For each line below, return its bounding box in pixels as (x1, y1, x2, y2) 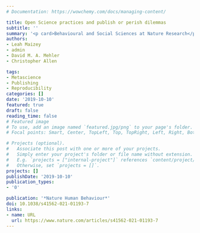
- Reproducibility (6, 86, 52, 92)
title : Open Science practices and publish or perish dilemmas (6, 19, 167, 26)
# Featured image (6, 118, 49, 125)
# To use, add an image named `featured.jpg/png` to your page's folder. (6, 124, 193, 130)
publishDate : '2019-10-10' (6, 174, 73, 180)
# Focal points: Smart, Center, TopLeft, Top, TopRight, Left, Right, (6, 130, 185, 136)
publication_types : (6, 179, 55, 185)
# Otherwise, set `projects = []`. (6, 162, 100, 168)
